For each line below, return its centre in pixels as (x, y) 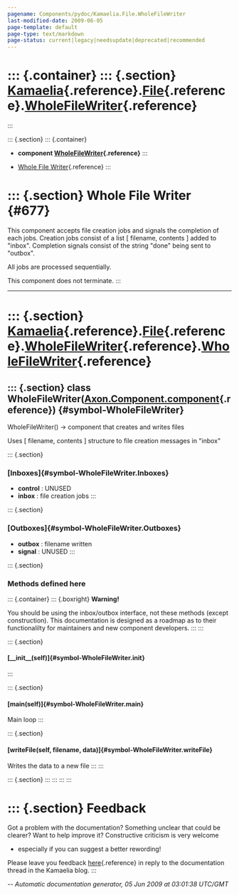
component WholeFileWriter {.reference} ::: (83, 153)
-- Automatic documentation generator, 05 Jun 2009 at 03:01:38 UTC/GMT (118, 884)
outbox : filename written (55, 544)
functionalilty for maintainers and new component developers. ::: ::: (106, 627)
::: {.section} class (49, 387)
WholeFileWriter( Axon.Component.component (113, 399)
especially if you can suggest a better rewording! (89, 849)
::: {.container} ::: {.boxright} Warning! (63, 599)
